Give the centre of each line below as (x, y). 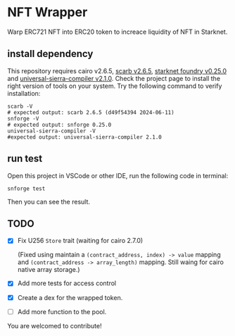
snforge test (26, 188)
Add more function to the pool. (62, 311)
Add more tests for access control (67, 283)
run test (25, 159)
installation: (24, 93)
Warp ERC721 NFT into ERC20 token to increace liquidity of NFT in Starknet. (118, 32)
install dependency (50, 54)
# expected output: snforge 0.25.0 (59, 125)
